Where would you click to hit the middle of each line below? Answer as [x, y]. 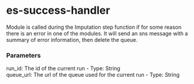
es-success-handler [58, 10]
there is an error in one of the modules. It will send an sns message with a [97, 33]
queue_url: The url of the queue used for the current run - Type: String [93, 75]
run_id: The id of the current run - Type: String [63, 68]
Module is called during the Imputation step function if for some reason [94, 27]
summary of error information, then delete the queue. [72, 40]
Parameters [23, 55]
